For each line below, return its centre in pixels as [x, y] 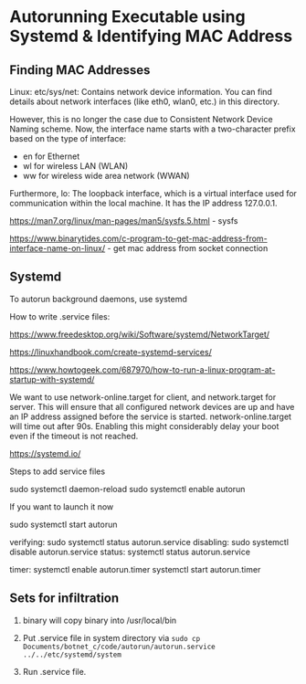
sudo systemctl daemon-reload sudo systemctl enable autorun [127, 489]
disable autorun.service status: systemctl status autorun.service [130, 552]
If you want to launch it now [62, 506]
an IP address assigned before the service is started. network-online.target [151, 416]
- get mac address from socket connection [188, 248]
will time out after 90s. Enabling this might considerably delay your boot [144, 426]
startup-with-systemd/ [52, 379]
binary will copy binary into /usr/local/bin [100, 620]
